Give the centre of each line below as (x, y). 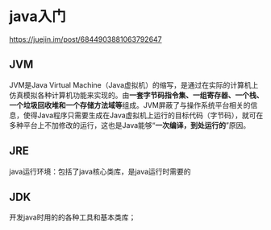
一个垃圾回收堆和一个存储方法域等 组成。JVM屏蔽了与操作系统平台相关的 (130, 105)
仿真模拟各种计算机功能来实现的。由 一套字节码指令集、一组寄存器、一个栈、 (136, 95)
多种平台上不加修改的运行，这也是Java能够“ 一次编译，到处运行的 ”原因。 (130, 125)
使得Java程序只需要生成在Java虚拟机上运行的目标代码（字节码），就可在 (143, 115)
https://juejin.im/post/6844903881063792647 (85, 39)
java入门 (38, 16)
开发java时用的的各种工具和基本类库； (73, 217)
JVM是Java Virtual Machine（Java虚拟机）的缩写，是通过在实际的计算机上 (134, 84)
